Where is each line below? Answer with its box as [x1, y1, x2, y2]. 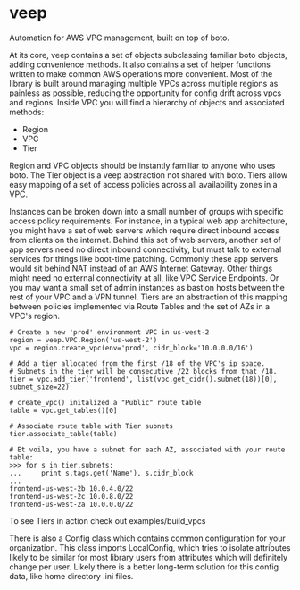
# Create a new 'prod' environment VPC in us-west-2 [9, 327, 210, 337]
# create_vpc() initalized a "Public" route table [9, 398, 202, 407]
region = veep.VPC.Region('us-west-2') [9, 335, 158, 344]
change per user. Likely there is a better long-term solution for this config [9, 561, 279, 572]
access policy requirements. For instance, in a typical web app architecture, [9, 215, 287, 226]
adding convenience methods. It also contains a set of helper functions [9, 59, 271, 70]
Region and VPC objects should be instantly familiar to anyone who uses [9, 160, 276, 171]
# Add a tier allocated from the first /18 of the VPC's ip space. [9, 358, 266, 368]
